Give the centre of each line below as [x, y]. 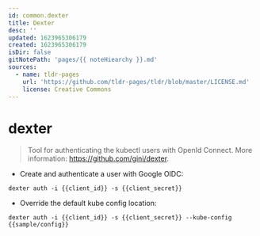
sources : [23, 67]
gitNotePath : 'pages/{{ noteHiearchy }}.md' [83, 60]
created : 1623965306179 [48, 45]
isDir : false [30, 52]
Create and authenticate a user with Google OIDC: [101, 174]
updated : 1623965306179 [48, 38]
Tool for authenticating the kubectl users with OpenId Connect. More [140, 150]
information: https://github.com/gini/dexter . [98, 158]
